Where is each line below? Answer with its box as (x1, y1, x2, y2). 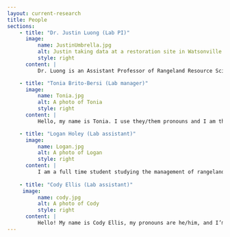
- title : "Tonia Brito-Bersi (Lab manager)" (19, 79, 149, 86)
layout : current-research (7, 10, 81, 17)
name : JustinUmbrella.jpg (37, 42, 112, 49)
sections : (7, 23, 36, 29)
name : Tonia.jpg (37, 92, 84, 99)
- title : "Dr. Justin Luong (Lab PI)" (19, 29, 130, 36)
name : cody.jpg (37, 194, 81, 201)
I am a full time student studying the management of (37, 169, 194, 175)
